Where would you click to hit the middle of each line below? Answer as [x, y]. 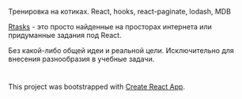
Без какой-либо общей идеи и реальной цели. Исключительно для [121, 50]
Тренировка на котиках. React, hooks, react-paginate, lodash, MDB [120, 11]
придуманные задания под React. [65, 35]
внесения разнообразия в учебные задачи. [81, 59]
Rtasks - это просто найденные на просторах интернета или [110, 27]
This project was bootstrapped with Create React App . [97, 87]
